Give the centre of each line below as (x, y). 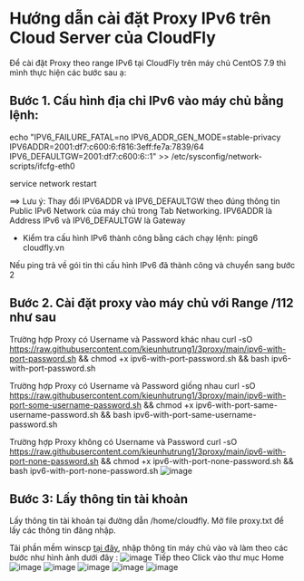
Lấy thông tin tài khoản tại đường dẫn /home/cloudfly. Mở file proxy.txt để (147, 521)
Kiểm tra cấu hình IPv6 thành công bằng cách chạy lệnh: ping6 (140, 237)
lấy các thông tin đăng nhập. (63, 530)
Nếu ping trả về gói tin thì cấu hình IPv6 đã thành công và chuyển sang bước (152, 265)
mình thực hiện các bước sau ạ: (68, 73)
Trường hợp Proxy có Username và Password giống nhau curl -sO (132, 385)
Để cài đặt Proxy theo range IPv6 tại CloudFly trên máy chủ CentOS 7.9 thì (148, 63)
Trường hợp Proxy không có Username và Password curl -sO (123, 441)
